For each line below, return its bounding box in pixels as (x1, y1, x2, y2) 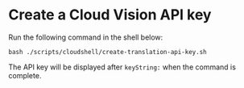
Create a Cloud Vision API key (8, 6, 212, 24)
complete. (8, 70, 42, 80)
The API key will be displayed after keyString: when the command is (8, 62, 236, 72)
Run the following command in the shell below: (8, 32, 163, 42)
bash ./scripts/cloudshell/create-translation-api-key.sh (8, 48, 207, 56)
